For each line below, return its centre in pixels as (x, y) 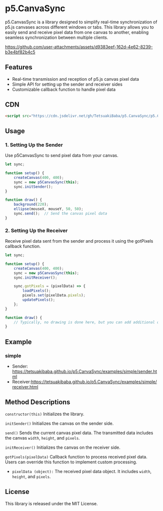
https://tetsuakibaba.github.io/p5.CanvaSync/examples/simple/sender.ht (84, 371)
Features (19, 67)
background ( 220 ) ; (31, 205)
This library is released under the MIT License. (51, 503)
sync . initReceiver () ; (35, 278)
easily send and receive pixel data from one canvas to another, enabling (77, 32)
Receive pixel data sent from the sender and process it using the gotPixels (79, 241)
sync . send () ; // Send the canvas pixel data (61, 213)
